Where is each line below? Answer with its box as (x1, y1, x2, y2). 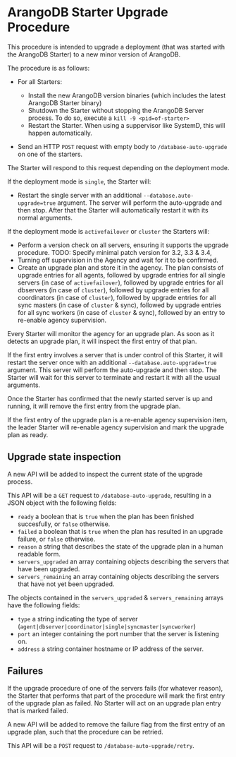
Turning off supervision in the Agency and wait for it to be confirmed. (17, 256, 218, 264)
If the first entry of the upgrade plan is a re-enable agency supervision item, (7, 415, 228, 424)
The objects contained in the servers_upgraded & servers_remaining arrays (7, 593, 224, 602)
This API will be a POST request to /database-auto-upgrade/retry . (7, 741, 195, 749)
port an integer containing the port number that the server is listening (17, 629, 220, 638)
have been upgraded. (17, 564, 80, 573)
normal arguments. (17, 213, 73, 222)
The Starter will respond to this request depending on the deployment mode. (7, 163, 230, 172)
